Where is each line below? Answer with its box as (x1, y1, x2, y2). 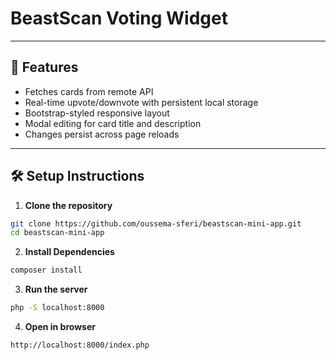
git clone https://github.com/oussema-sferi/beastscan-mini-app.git (10, 218, 302, 229)
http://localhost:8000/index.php (10, 340, 150, 351)
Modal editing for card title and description (24, 117, 202, 129)
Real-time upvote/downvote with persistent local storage (24, 96, 259, 108)
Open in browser (24, 321, 96, 333)
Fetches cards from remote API (24, 85, 154, 97)
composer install (10, 265, 83, 276)
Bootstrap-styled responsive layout (24, 107, 170, 119)
